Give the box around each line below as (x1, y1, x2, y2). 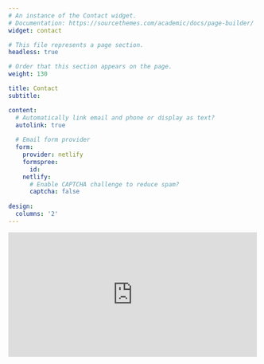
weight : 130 (8, 70, 48, 78)
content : (8, 106, 37, 114)
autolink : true (15, 121, 66, 129)
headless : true (8, 49, 59, 57)
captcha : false (29, 188, 80, 196)
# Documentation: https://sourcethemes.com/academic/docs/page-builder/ (8, 19, 254, 27)
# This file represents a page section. (8, 41, 145, 49)
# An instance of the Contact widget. (8, 11, 137, 20)
